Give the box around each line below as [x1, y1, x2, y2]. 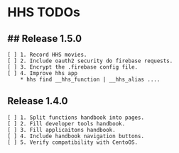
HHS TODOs [7, 4, 80, 21]
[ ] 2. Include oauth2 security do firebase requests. [7, 57, 173, 64]
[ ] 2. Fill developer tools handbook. [7, 120, 126, 127]
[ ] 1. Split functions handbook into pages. [7, 114, 144, 121]
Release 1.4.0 [7, 95, 69, 107]
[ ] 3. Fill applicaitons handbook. [7, 126, 116, 133]
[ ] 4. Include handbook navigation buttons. [7, 132, 144, 140]
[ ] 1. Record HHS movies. [7, 51, 87, 58]
